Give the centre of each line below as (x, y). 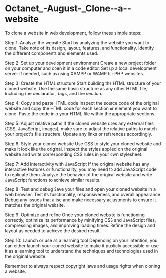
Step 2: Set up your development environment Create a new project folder (81, 63)
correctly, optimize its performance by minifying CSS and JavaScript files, (81, 220)
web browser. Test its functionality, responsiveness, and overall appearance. (83, 194)
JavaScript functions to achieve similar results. (53, 180)
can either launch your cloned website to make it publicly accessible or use (82, 245)
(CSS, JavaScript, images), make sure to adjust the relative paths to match (81, 129)
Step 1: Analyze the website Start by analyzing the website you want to (77, 42)
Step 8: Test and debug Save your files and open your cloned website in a (81, 189)
